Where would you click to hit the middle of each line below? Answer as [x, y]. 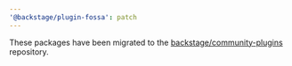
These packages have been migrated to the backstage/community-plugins [146, 42]
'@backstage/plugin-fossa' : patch [73, 17]
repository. [29, 51]
